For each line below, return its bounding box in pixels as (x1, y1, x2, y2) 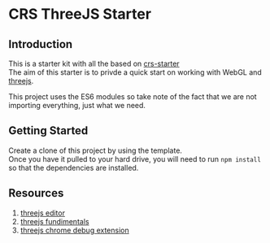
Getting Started (8, 124, 89, 138)
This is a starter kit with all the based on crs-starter (8, 59, 181, 68)
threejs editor (20, 208, 65, 218)
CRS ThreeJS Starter (8, 5, 152, 24)
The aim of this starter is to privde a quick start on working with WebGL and (8, 67, 262, 77)
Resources (8, 186, 64, 200)
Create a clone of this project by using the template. (8, 145, 183, 155)
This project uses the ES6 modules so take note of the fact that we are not (8, 92, 258, 102)
